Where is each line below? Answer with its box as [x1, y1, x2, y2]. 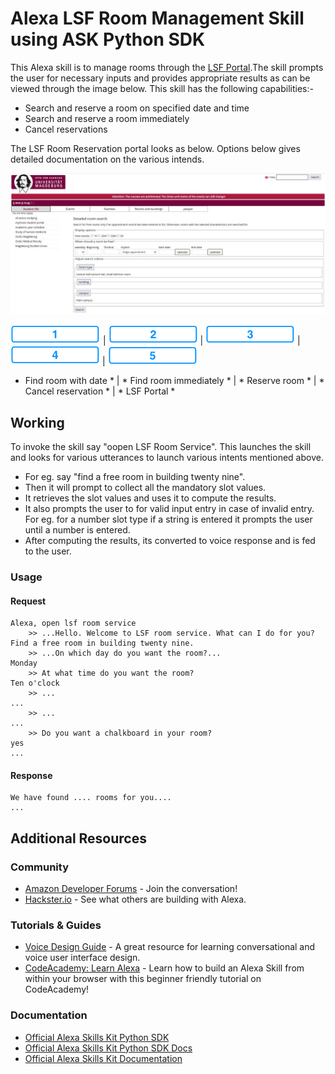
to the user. [24, 545, 72, 557]
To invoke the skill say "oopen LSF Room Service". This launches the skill [10, 441, 312, 453]
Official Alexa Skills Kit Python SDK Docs [24, 1042, 193, 1054]
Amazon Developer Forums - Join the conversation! [24, 883, 238, 895]
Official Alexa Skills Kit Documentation [24, 1052, 183, 1064]
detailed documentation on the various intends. [10, 153, 205, 165]
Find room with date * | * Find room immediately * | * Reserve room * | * [24, 375, 325, 387]
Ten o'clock [10, 678, 60, 689]
